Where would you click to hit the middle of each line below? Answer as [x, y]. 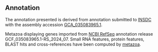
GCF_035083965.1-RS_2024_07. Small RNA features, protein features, [75, 39]
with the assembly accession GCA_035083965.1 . [54, 25]
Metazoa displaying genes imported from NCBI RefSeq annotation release [79, 34]
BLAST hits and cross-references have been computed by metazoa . [73, 44]
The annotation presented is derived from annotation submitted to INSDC [78, 19]
